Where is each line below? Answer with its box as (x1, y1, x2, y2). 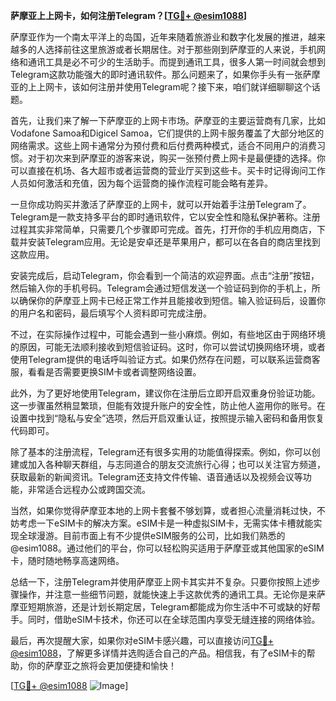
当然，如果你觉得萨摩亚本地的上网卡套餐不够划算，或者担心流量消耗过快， (10, 505, 317, 516)
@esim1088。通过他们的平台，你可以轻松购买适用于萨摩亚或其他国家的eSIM (10, 542, 325, 554)
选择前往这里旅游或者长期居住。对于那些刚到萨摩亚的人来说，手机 (44, 44, 317, 55)
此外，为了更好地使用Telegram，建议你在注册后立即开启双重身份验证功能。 (10, 387, 321, 399)
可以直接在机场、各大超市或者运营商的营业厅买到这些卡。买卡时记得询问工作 (10, 165, 326, 176)
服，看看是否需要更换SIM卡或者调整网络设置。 (10, 366, 202, 378)
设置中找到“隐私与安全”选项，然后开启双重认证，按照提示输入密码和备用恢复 (10, 412, 325, 424)
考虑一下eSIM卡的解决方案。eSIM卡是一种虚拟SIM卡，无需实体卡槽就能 (18, 517, 314, 529)
